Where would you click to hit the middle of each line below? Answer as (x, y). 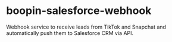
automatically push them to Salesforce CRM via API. (70, 33)
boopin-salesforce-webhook (79, 11)
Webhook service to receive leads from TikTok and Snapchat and (86, 27)
